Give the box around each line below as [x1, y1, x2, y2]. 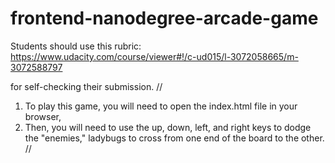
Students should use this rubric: [10, 40, 142, 52]
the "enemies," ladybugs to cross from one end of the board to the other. [24, 132, 325, 144]
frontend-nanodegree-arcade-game [10, 7, 319, 30]
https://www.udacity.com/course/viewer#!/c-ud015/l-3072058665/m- [10, 50, 299, 62]
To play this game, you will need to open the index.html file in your [24, 100, 298, 112]
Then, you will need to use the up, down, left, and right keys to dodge [24, 121, 312, 133]
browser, [24, 110, 62, 122]
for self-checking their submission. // [10, 80, 163, 92]
